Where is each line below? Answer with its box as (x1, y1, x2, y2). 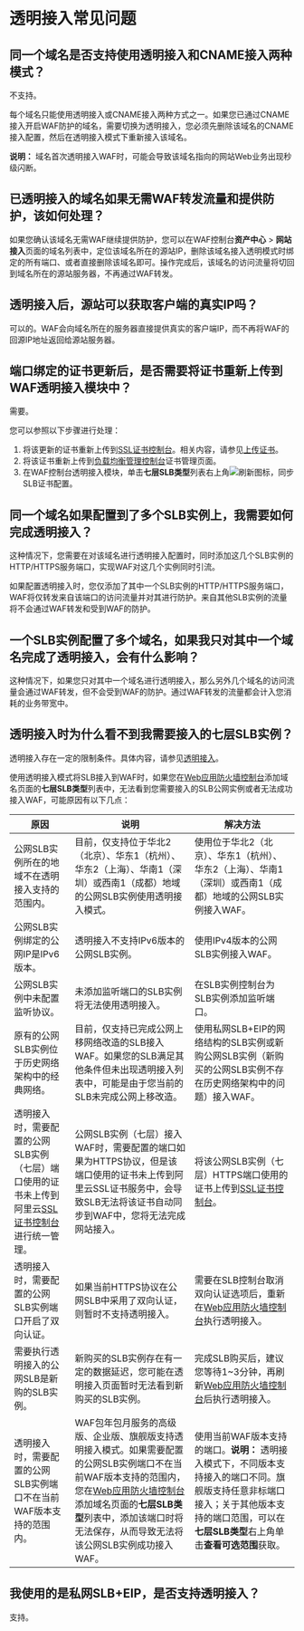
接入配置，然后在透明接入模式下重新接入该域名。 (9, 132, 192, 142)
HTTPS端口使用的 (212, 1168, 289, 1181)
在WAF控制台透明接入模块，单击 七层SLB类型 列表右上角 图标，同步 (22, 467, 295, 478)
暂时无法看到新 (119, 1378, 184, 1391)
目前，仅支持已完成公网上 (74, 1022, 184, 1035)
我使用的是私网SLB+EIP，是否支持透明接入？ (9, 1586, 261, 1601)
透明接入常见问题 (9, 8, 138, 29)
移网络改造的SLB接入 (74, 1036, 165, 1049)
